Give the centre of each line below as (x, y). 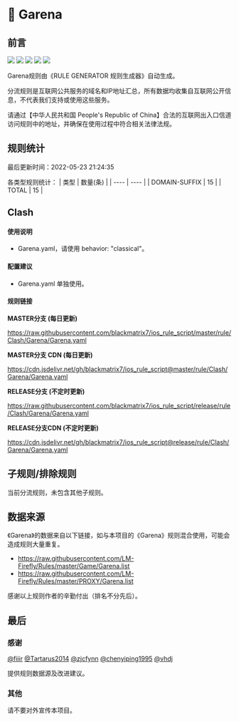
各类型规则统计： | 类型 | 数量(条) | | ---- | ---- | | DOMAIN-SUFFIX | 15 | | (115, 182)
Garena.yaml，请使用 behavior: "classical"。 (83, 249)
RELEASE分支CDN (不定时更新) (53, 427)
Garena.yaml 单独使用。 (53, 284)
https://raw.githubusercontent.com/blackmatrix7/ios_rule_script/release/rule (119, 405)
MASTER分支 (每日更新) (43, 318)
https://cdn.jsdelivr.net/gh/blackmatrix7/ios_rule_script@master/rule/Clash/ (118, 369)
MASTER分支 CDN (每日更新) (50, 355)
